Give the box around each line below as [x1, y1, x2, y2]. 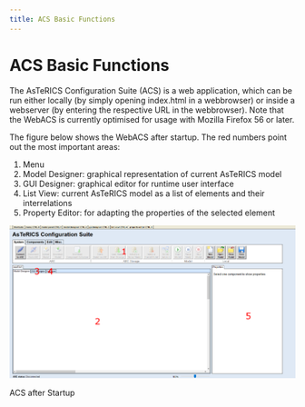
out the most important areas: [9, 141, 121, 152]
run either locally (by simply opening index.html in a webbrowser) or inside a [9, 94, 295, 105]
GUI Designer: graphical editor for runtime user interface [22, 178, 234, 189]
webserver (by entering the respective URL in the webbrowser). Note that [9, 104, 284, 115]
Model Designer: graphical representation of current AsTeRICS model [22, 168, 282, 179]
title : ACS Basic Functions [9, 15, 116, 24]
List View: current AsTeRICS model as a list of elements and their [22, 187, 265, 199]
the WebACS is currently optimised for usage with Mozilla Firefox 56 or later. [9, 114, 295, 124]
